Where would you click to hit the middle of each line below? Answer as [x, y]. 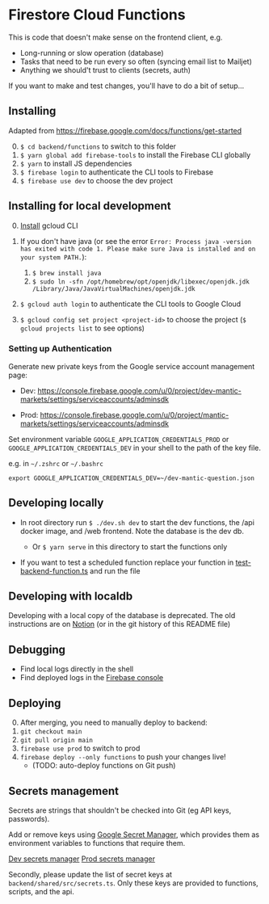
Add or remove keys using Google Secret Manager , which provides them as [134, 835]
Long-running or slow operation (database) [92, 53]
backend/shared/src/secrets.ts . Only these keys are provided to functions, [133, 883]
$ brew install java [67, 273]
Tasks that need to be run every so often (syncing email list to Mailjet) [136, 61]
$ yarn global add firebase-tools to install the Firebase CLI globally [135, 154]
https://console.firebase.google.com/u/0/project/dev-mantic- [140, 390]
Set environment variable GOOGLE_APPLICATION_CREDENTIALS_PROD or [119, 439]
